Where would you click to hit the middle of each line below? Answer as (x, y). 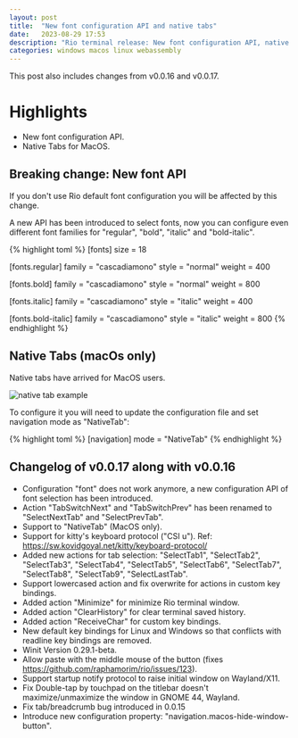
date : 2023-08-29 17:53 (57, 34)
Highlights (48, 112)
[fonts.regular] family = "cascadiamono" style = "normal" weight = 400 (140, 266)
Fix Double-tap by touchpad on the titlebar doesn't (115, 687)
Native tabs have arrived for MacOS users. (87, 377)
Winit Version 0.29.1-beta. (70, 650)
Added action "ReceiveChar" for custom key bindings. (121, 621)
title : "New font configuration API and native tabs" (113, 26)
